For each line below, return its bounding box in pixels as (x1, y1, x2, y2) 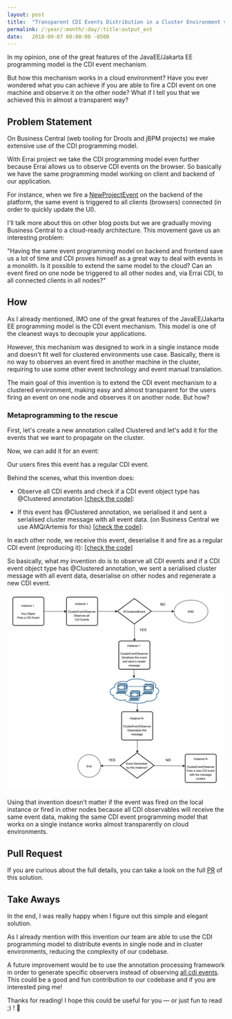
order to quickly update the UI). (7, 205, 97, 214)
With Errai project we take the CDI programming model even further (7, 155, 200, 163)
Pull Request (7, 847, 63, 859)
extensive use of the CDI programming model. (7, 142, 138, 150)
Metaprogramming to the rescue (7, 410, 119, 420)
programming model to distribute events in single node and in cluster (7, 940, 203, 948)
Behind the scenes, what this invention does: (7, 474, 135, 482)
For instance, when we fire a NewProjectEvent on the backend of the (7, 190, 203, 199)
